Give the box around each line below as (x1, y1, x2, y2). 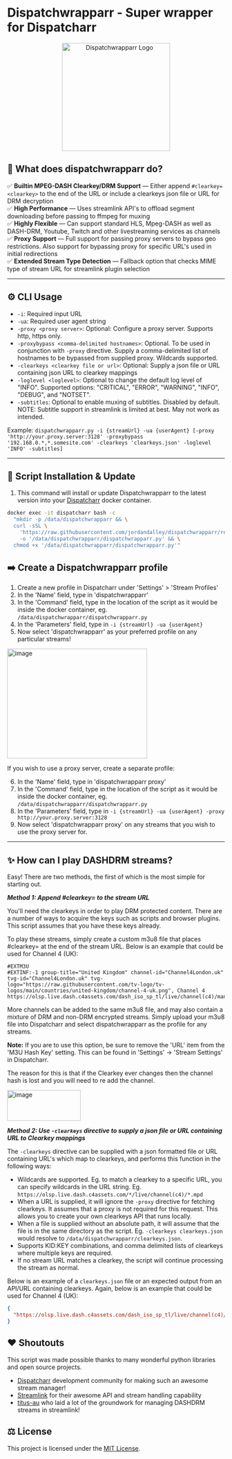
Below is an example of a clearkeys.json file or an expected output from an (7, 1277, 222, 1285)
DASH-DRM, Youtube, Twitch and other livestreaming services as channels (7, 227, 221, 235)
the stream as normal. (17, 1264, 80, 1272)
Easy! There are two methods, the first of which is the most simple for (7, 873, 206, 881)
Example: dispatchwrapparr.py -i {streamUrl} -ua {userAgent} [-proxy (7, 425, 215, 434)
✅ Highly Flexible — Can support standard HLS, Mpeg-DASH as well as (7, 219, 212, 228)
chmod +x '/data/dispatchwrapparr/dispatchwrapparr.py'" (13, 542, 181, 549)
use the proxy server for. (17, 828, 88, 836)
